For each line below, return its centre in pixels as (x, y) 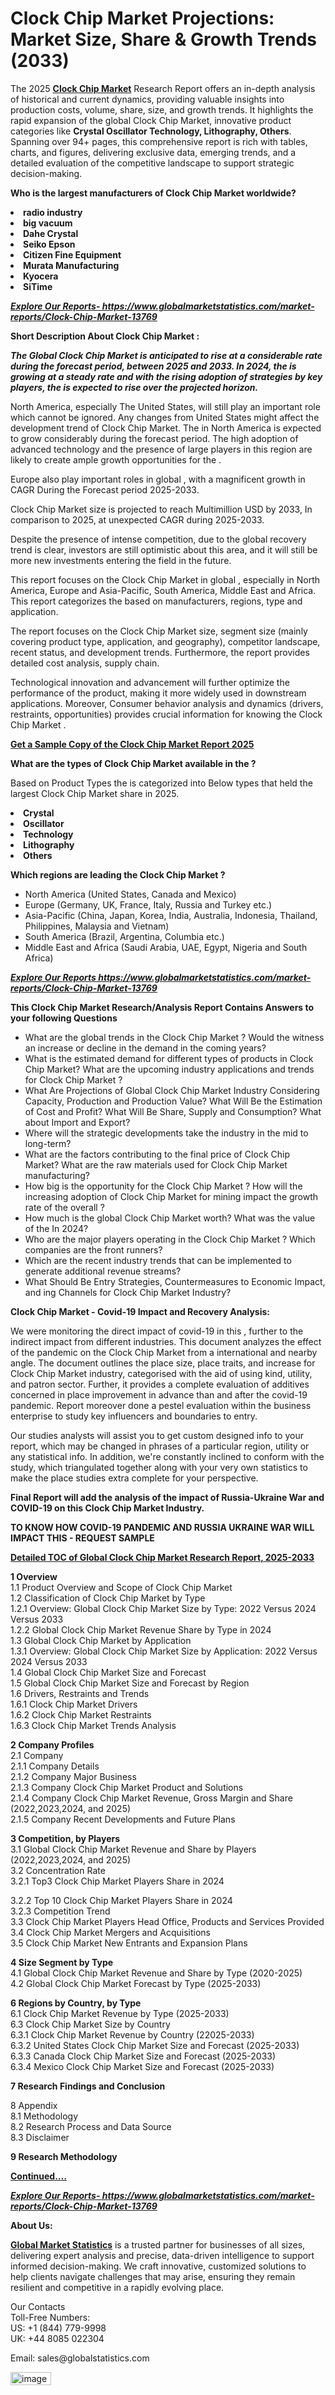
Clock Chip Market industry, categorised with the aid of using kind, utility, (161, 1373)
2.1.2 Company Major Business (73, 1776)
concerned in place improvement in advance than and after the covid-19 (159, 1394)
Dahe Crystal (51, 233)
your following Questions (64, 1018)
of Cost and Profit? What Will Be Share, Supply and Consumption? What (173, 1111)
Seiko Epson (49, 244)
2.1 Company (37, 1755)
